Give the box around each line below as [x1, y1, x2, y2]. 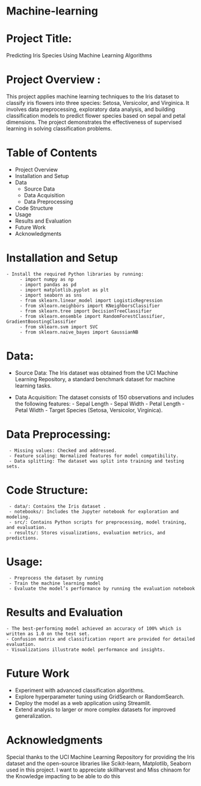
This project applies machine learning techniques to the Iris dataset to [6, 93, 179, 100]
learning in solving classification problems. [6, 125, 113, 132]
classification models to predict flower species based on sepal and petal [6, 112, 185, 119]
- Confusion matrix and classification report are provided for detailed [6, 636, 196, 642]
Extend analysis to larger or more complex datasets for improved [14, 706, 176, 713]
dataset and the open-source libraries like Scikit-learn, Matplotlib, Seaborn [6, 759, 191, 767]
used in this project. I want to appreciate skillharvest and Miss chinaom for [6, 766, 191, 773]
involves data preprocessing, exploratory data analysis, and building [6, 106, 176, 113]
